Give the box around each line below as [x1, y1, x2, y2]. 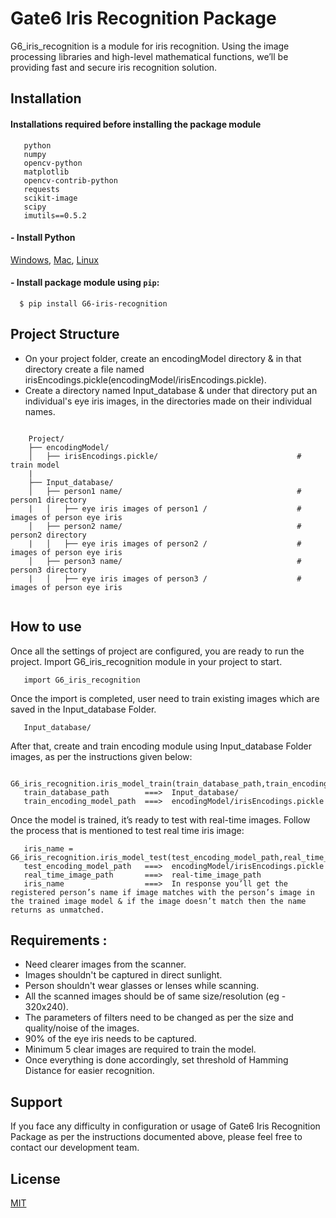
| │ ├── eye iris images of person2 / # [28, 538, 302, 549]
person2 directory [10, 530, 87, 540]
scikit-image [23, 193, 78, 203]
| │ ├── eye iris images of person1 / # [28, 503, 302, 514]
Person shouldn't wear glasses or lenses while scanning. [24, 980, 260, 992]
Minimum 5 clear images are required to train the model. [24, 1043, 257, 1056]
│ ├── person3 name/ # [28, 556, 302, 566]
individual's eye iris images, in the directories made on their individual [24, 395, 312, 407]
